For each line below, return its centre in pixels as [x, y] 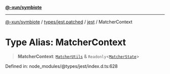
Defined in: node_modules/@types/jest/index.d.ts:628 [61, 66]
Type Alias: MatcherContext [66, 42]
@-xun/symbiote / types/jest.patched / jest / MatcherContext [69, 22]
